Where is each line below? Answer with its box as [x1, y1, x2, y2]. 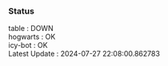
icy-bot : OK [8, 41, 48, 50]
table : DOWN [8, 24, 54, 33]
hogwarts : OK [8, 32, 56, 41]
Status [8, 6, 34, 17]
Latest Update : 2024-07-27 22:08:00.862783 [8, 49, 160, 59]
